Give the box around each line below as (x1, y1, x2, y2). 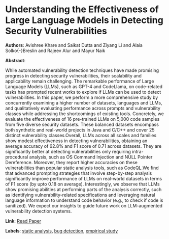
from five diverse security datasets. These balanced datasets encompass (5, 121, 159, 127)
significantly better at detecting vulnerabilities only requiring (5, 148, 131, 154)
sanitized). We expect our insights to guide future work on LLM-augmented (5, 202, 163, 208)
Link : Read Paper (5, 218, 42, 224)
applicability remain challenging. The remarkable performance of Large (5, 78, 154, 84)
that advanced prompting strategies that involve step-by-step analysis (5, 170, 152, 176)
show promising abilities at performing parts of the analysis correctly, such (5, 186, 162, 192)
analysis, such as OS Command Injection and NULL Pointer (29, 154, 153, 160)
